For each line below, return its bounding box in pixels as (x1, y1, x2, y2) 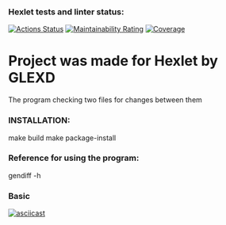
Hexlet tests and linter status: (8, 6, 124, 17)
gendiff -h (8, 170, 41, 180)
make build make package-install (8, 133, 117, 143)
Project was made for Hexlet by (8, 52, 218, 70)
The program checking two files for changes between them (8, 95, 202, 105)
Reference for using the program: (8, 153, 140, 164)
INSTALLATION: (8, 115, 71, 126)
